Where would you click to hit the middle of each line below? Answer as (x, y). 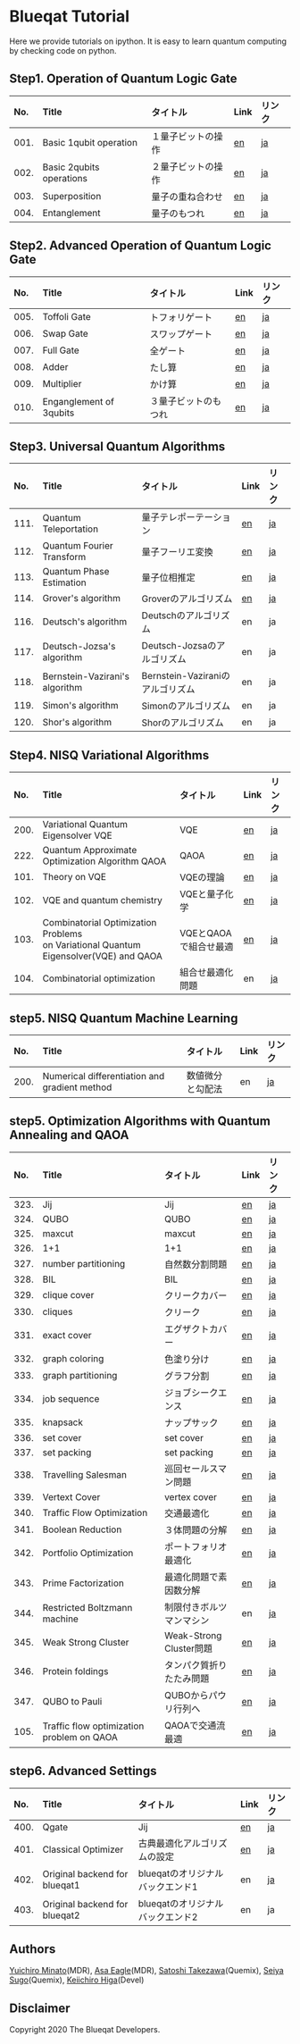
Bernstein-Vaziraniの (186, 676)
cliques (58, 1311)
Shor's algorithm (77, 723)
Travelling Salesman (85, 1474)
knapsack (62, 1422)
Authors (33, 1949)
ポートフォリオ (196, 1546)
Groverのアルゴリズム (187, 599)
